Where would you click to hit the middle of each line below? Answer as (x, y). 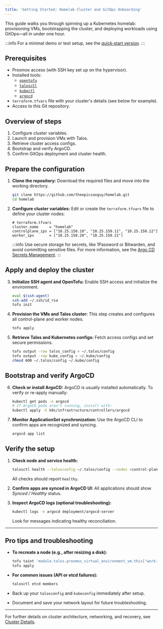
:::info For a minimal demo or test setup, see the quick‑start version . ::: (75, 43)
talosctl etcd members (35, 584)
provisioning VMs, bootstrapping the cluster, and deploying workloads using (81, 28)
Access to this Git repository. (41, 106)
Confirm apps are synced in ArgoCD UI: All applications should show (81, 488)
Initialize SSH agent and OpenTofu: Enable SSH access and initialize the (85, 282)
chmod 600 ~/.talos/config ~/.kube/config (56, 360)
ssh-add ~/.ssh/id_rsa (35, 300)
